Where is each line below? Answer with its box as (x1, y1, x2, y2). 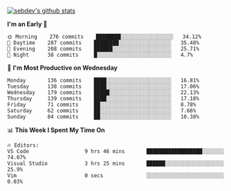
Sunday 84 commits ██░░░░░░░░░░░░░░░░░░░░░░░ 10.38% (7, 113, 199, 120)
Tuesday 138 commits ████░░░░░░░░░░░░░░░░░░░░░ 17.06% (7, 83, 199, 90)
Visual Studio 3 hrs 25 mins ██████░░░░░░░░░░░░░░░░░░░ (7, 160, 225, 167)
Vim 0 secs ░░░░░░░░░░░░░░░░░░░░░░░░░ (7, 172, 225, 179)
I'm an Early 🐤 (7, 20, 48, 28)
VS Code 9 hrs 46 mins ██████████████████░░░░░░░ (7, 148, 225, 155)
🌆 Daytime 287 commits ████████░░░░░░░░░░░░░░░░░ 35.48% (7, 39, 199, 46)
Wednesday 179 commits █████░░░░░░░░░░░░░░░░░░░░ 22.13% (7, 89, 199, 96)
